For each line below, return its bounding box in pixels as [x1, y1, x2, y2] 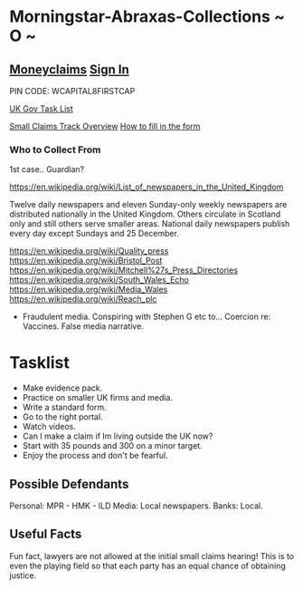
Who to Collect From [9, 143, 101, 156]
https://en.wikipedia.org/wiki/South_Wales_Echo [9, 275, 190, 285]
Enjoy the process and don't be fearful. [22, 450, 169, 461]
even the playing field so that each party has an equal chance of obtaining [9, 560, 287, 571]
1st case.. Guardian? [9, 164, 85, 175]
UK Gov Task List [9, 103, 74, 114]
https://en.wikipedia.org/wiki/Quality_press [9, 246, 169, 256]
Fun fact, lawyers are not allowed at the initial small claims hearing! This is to [9, 550, 295, 561]
